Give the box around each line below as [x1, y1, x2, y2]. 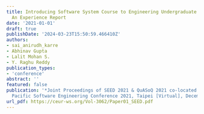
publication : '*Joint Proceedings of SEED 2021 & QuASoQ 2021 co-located [6, 87, 197, 93]
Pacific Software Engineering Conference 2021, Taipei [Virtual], [12, 93, 183, 99]
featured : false [6, 82, 47, 88]
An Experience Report [12, 14, 67, 21]
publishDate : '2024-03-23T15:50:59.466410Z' [6, 31, 121, 37]
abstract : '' [6, 76, 39, 82]
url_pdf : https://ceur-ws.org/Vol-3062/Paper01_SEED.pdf [6, 98, 154, 104]
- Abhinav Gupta [6, 48, 47, 54]
